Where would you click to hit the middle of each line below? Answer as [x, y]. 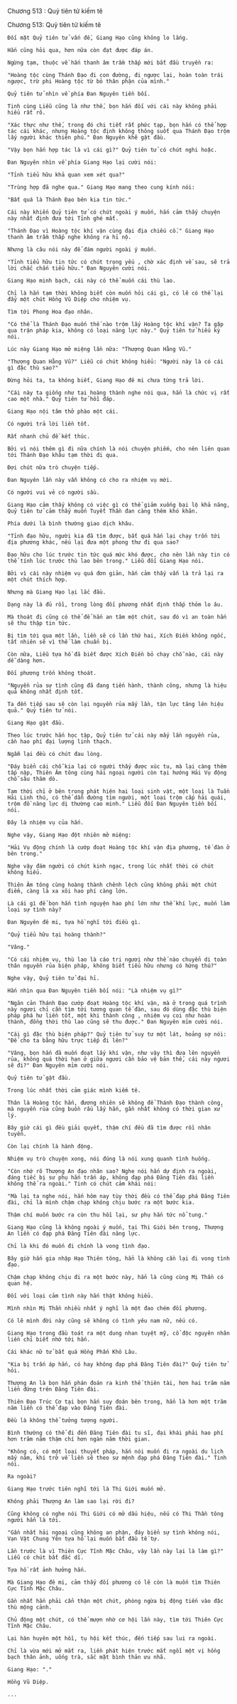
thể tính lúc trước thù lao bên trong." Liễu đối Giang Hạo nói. [106, 561]
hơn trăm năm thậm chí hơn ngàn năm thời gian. [79, 1439]
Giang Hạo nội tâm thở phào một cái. [63, 411]
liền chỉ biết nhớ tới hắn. [49, 1340]
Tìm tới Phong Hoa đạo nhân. [50, 312]
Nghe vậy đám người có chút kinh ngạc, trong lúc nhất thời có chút [111, 866]
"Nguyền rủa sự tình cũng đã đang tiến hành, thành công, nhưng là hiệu [117, 685]
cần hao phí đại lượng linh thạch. [60, 742]
